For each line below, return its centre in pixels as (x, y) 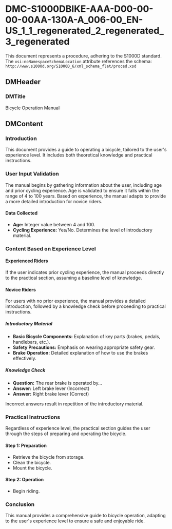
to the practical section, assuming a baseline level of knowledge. (74, 278)
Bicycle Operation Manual (33, 108)
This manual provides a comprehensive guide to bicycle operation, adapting (85, 516)
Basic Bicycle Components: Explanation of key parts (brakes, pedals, (87, 337)
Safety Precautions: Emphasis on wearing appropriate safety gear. (84, 347)
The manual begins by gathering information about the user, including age (84, 185)
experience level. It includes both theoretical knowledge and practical (79, 155)
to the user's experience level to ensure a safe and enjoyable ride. (75, 521)
